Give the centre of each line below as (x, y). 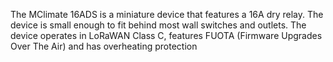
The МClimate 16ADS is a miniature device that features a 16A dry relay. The (167, 14)
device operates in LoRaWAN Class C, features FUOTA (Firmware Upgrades (166, 35)
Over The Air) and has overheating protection (104, 46)
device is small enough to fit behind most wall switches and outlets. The (158, 25)
